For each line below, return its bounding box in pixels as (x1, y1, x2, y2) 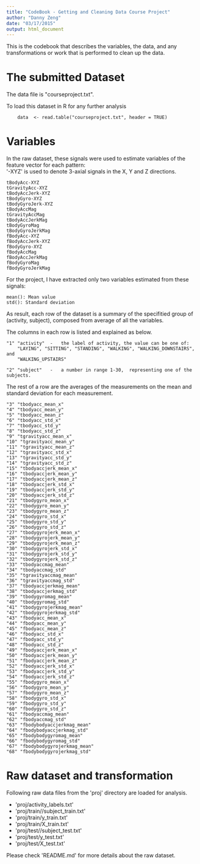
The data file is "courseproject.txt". (6, 91, 95, 98)
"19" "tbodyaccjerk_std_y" (6, 487, 75, 493)
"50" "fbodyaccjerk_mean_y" (6, 653, 78, 659)
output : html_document (6, 26, 64, 32)
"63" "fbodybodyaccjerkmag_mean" (6, 722, 91, 728)
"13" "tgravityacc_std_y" (6, 455, 72, 461)
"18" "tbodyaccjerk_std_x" (6, 482, 75, 488)
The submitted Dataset (6, 71, 125, 84)
